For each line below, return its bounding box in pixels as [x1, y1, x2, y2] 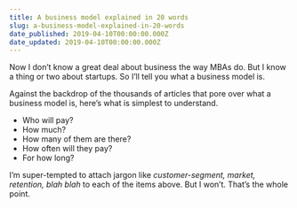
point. [9, 189, 31, 199]
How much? [21, 125, 67, 135]
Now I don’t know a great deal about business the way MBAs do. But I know [9, 62, 286, 73]
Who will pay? [21, 115, 74, 126]
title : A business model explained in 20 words [9, 12, 189, 22]
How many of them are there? [21, 134, 132, 144]
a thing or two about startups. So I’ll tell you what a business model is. [9, 72, 265, 82]
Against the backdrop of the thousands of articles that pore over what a [9, 89, 271, 99]
